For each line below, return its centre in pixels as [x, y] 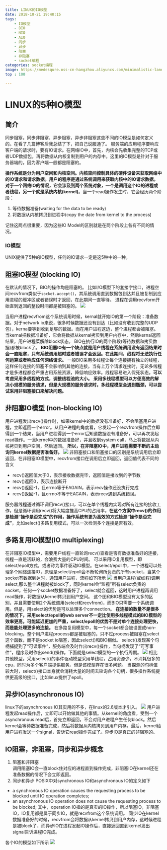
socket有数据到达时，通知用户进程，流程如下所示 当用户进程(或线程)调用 [83, 578]
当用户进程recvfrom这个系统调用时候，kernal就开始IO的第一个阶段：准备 [80, 316]
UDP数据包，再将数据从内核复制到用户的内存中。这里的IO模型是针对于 [82, 156]
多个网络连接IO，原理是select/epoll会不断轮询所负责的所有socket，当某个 [85, 571]
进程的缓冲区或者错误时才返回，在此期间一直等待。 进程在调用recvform [82, 300]
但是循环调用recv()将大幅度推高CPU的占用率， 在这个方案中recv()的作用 [87, 510]
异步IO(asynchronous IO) [45, 694]
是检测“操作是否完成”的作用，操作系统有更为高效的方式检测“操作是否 [76, 517]
